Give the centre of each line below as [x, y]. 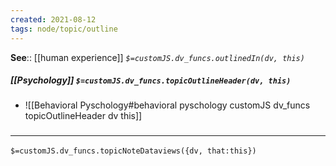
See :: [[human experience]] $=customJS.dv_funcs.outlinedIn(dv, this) [157, 57]
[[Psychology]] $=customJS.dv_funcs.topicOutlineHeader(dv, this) [151, 80]
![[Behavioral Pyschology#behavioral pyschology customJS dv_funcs [167, 105]
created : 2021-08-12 [53, 19]
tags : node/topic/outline [64, 29]
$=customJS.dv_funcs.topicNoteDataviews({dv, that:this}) [133, 151]
